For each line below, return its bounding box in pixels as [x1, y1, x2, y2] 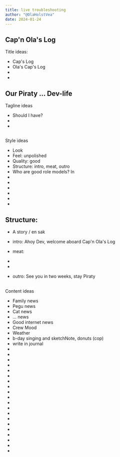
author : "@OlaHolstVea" [5, 12, 55, 17]
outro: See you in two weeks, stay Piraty [12, 273, 96, 280]
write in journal [12, 341, 43, 347]
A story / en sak [12, 229, 45, 235]
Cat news [12, 308, 32, 314]
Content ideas [5, 288, 34, 294]
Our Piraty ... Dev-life [5, 89, 72, 98]
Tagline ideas [5, 103, 33, 108]
